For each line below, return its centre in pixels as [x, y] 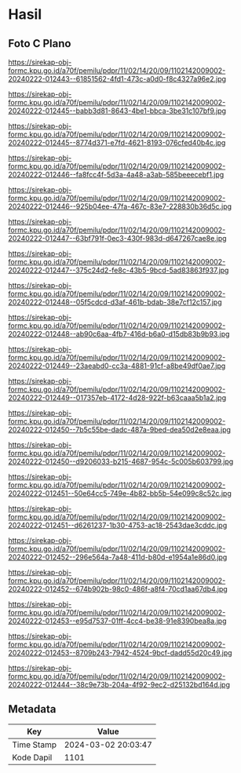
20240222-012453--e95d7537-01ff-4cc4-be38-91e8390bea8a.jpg [117, 621]
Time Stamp [35, 745]
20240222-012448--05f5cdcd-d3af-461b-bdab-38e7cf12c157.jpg [115, 302]
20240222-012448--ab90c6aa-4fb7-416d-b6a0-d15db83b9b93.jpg [119, 334]
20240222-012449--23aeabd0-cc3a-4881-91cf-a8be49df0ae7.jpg [117, 366]
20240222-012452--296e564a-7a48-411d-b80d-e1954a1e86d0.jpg [118, 557]
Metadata [32, 709]
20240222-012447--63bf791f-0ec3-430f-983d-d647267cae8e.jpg [117, 238]
